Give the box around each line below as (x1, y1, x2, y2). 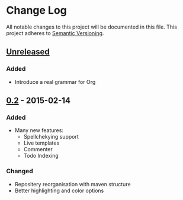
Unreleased (6, 47, 50, 57)
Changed (6, 167, 34, 176)
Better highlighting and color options (14, 187, 104, 194)
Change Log (6, 4, 67, 17)
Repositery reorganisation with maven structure (14, 180, 131, 187)
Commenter (23, 146, 53, 153)
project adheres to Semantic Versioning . (6, 29, 104, 36)
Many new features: (14, 127, 64, 134)
